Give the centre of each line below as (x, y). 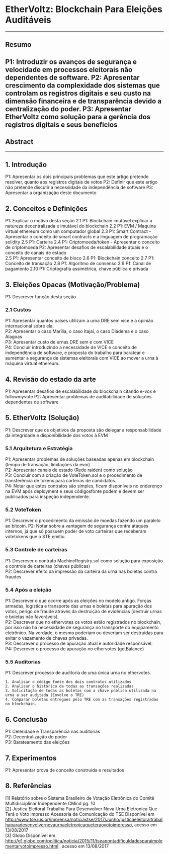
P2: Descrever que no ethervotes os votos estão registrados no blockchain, (83, 622)
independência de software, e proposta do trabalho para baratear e (75, 353)
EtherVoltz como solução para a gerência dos (78, 117)
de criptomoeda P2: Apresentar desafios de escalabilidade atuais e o (77, 247)
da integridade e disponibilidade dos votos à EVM (57, 435)
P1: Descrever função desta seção (41, 296)
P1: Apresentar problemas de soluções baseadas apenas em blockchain (80, 459)
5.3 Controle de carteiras (36, 550)
